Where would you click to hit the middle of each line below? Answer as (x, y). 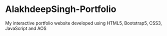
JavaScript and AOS (26, 28)
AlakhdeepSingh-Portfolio (61, 9)
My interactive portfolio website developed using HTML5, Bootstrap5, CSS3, (84, 23)
